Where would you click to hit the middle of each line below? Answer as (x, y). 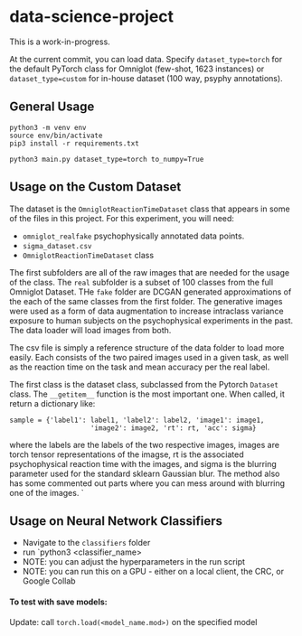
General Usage (52, 107)
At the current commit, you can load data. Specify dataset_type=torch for (146, 59)
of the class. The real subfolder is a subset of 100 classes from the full (142, 282)
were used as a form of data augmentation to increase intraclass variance (146, 311)
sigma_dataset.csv (57, 246)
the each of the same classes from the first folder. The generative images (146, 301)
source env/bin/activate (56, 136)
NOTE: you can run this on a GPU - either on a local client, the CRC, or (153, 572)
